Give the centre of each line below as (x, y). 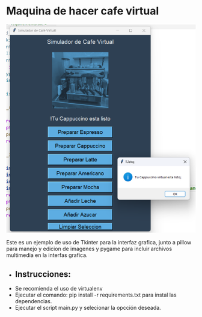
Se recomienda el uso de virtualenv (59, 289)
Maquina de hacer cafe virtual (83, 11)
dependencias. (33, 301)
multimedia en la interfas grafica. (47, 255)
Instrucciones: (43, 274)
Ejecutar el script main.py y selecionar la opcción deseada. (88, 308)
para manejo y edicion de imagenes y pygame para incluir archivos (89, 249)
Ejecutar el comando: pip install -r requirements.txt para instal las (96, 295)
